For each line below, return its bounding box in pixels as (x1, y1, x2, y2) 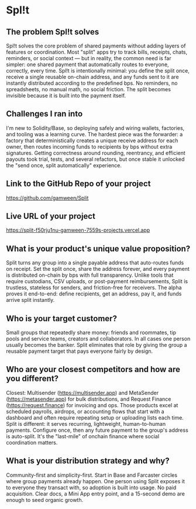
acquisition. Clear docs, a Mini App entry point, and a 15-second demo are (6, 490, 185, 497)
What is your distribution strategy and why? (6, 456, 170, 466)
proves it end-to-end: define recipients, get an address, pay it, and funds (6, 290, 182, 297)
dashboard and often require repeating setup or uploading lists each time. (6, 414, 184, 421)
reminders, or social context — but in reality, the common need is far (6, 55, 171, 61)
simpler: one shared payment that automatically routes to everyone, (6, 61, 169, 68)
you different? (6, 374, 59, 384)
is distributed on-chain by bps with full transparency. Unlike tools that (6, 271, 174, 278)
